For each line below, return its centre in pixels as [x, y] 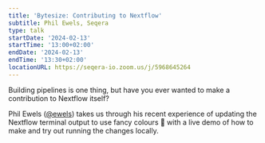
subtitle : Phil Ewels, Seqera [59, 23]
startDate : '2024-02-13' [49, 38]
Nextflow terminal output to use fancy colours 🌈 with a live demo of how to [131, 122]
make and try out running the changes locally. [83, 130]
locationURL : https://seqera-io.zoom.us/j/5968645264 [100, 68]
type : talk [26, 30]
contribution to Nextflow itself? [59, 98]
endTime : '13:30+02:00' [48, 60]
